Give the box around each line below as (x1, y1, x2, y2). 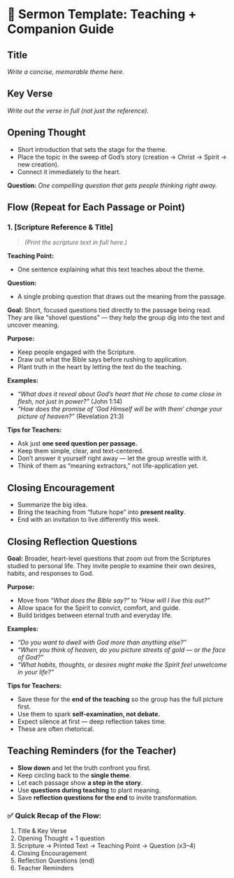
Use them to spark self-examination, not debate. (17, 709, 161, 718)
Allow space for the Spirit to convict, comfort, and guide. (17, 603, 180, 611)
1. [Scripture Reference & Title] (7, 222, 113, 232)
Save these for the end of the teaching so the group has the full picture (17, 695, 224, 703)
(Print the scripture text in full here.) (24, 238, 128, 247)
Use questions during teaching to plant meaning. (17, 786, 161, 794)
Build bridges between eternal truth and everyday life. (17, 611, 173, 619)
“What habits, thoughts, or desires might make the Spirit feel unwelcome (17, 660, 227, 669)
